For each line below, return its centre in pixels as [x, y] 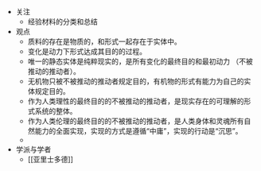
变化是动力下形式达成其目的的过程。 [87, 51]
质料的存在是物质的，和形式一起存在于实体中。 [104, 41]
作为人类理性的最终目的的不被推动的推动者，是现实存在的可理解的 [136, 101]
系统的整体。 [56, 111]
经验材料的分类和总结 [62, 21]
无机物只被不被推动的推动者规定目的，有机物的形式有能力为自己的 [136, 81]
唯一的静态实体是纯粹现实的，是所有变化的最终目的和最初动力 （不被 [140, 61]
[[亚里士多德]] [51, 159]
